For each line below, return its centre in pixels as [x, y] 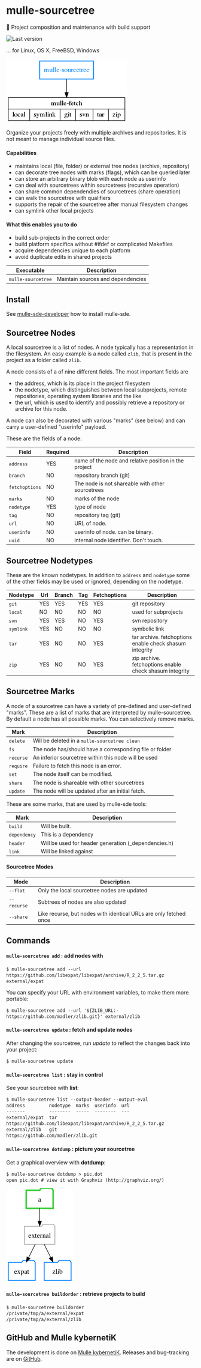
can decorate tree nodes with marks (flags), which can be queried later [103, 172]
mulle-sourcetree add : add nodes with [55, 956]
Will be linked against [67, 851]
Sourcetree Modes [30, 867]
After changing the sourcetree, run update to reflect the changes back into [98, 1043]
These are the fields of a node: [44, 438]
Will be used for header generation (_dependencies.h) [107, 843]
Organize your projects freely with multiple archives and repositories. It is [96, 132]
